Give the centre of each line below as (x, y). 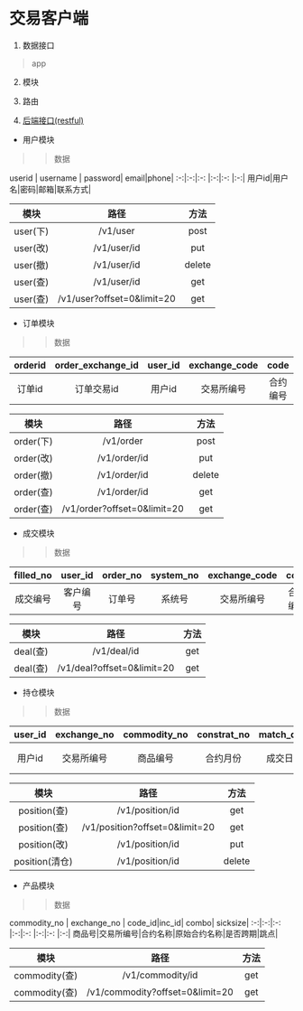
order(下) (34, 441)
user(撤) (32, 265)
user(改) (32, 248)
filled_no (33, 575)
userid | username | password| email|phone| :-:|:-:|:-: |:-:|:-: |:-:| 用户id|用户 (149, 178)
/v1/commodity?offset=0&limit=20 (161, 992)
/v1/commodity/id (160, 975)
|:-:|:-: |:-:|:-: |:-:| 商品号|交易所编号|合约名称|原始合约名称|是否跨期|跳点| (144, 933)
